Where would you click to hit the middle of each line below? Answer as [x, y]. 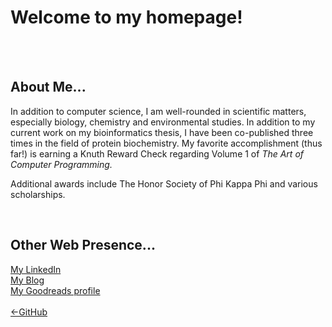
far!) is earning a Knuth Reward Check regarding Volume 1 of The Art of [157, 153]
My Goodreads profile [55, 290]
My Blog [27, 280]
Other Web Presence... [83, 245]
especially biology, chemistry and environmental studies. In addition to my [163, 122]
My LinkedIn [36, 269]
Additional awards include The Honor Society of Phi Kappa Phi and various [164, 183]
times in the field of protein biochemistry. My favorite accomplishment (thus [166, 143]
